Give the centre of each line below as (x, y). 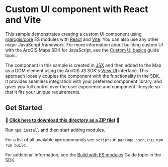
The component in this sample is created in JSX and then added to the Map (83, 65)
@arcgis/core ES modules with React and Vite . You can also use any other (82, 39)
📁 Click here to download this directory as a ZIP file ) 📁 (62, 120)
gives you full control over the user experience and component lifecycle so (82, 86)
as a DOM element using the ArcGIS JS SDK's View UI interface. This (77, 70)
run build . (16, 145)
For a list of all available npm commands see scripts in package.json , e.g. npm (84, 139)
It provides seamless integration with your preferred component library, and (83, 81)
